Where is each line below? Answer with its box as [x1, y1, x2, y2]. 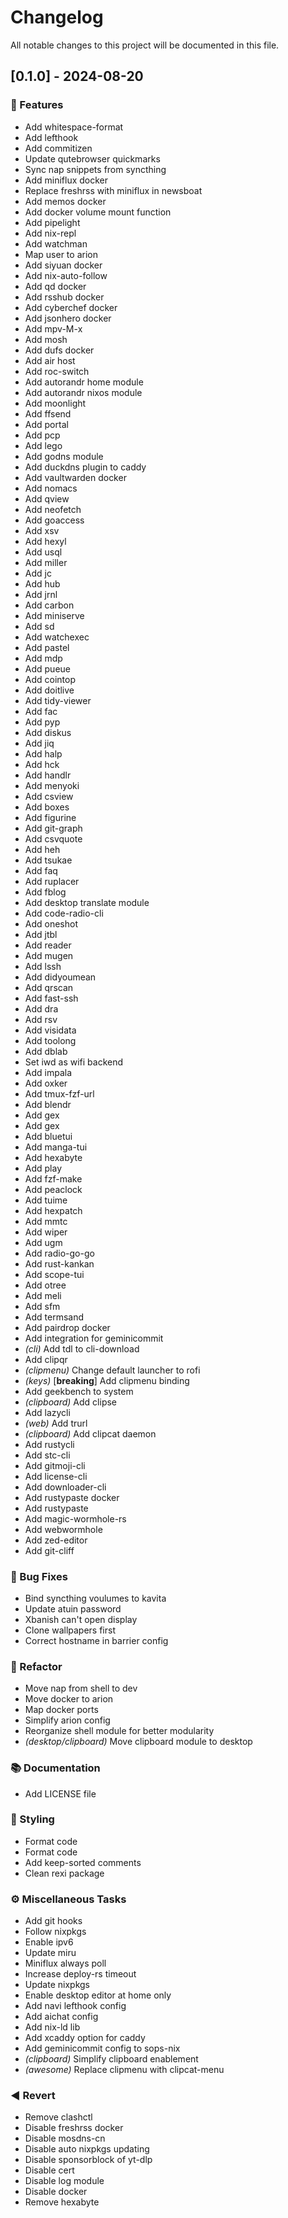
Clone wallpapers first [24, 1624, 116, 1636]
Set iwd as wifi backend [24, 1056, 124, 1068]
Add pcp [24, 429, 61, 441]
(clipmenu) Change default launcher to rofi [24, 1364, 201, 1376]
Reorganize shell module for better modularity [24, 1725, 215, 1737]
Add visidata [24, 1024, 77, 1036]
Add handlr [24, 769, 72, 781]
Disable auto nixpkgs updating [24, 2143, 150, 2155]
